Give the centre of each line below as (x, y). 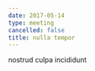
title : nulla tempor (42, 37)
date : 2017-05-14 (37, 15)
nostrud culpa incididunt (47, 60)
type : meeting (31, 23)
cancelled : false (37, 30)
